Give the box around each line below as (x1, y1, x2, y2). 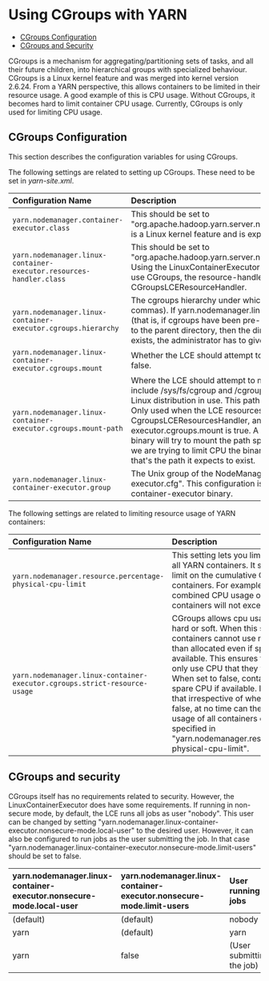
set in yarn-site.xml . (8, 176, 74, 185)
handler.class (12, 274, 66, 284)
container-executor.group (12, 482, 111, 492)
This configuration (186, 478, 255, 489)
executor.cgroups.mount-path (12, 423, 123, 433)
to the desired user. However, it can (135, 826, 254, 835)
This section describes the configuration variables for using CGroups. (8, 151, 239, 161)
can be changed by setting (8, 817, 97, 826)
